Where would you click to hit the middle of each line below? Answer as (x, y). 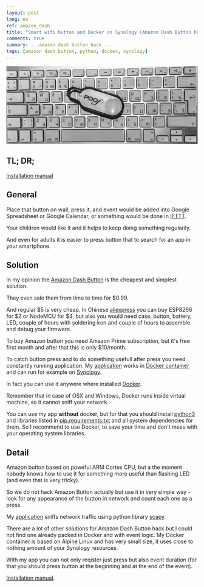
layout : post (23, 13)
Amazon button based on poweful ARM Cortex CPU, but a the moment (94, 467)
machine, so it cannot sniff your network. (58, 402)
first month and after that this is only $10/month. (66, 348)
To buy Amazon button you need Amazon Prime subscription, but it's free (98, 341)
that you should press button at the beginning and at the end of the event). (100, 566)
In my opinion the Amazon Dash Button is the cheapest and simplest (92, 279)
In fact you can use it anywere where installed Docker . (74, 384)
